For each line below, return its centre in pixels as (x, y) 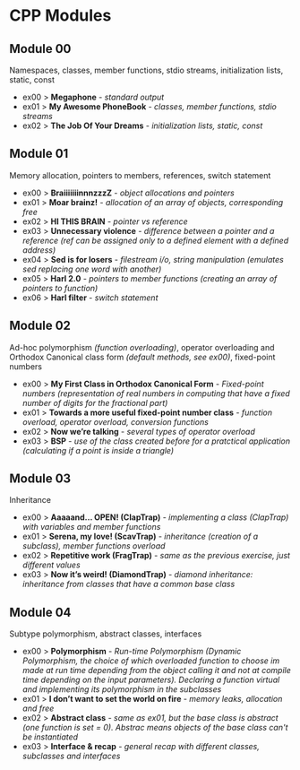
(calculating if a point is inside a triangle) (98, 450)
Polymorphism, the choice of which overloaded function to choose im (151, 661)
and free (38, 708)
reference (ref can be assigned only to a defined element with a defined (155, 240)
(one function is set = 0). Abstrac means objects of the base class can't (155, 728)
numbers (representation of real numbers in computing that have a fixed (156, 393)
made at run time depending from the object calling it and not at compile (156, 671)
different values (51, 565)
